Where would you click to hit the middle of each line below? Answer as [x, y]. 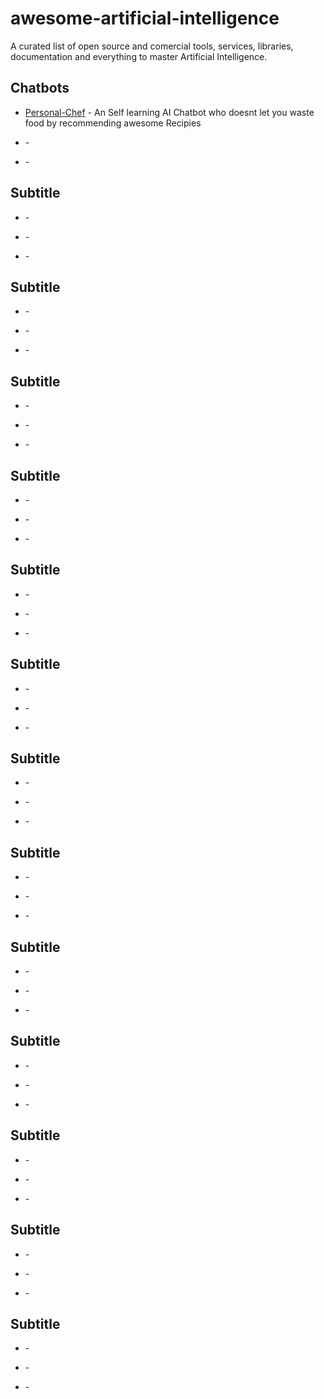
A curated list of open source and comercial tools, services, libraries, [152, 46]
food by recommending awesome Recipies [113, 123]
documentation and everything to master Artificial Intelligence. [139, 56]
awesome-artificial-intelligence [145, 18]
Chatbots [40, 88]
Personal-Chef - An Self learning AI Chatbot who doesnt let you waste [169, 112]
